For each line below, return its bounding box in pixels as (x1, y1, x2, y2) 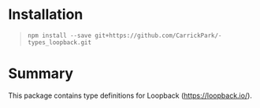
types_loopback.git (27, 38, 92, 47)
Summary (8, 65, 73, 83)
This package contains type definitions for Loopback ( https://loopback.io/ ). (8, 91, 252, 100)
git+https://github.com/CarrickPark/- (94, 32, 222, 39)
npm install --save (27, 32, 92, 39)
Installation (8, 6, 84, 24)
